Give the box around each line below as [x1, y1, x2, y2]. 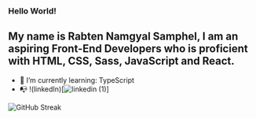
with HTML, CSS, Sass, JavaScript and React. [8, 54, 236, 68]
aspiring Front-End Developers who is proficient [8, 42, 249, 56]
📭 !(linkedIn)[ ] [19, 84, 110, 94]
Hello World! [8, 6, 57, 17]
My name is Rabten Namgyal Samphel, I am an [8, 30, 239, 43]
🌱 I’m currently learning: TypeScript [19, 75, 135, 84]
